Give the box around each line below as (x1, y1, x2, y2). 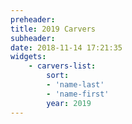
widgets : (10, 52, 47, 62)
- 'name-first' (46, 89, 110, 99)
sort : (46, 71, 70, 81)
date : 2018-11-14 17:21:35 (10, 42, 123, 53)
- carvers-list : (28, 61, 97, 71)
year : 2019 (46, 98, 92, 108)
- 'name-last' (46, 80, 105, 90)
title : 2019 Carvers (10, 24, 97, 34)
